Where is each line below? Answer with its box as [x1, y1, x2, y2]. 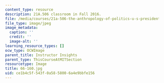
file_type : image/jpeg [5, 21, 51, 26]
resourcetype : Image [5, 62, 47, 66]
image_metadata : [5, 25, 38, 30]
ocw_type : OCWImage [5, 48, 45, 53]
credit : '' [9, 35, 32, 40]
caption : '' [9, 30, 34, 35]
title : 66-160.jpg [5, 66, 42, 71]
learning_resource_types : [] [5, 43, 64, 48]
